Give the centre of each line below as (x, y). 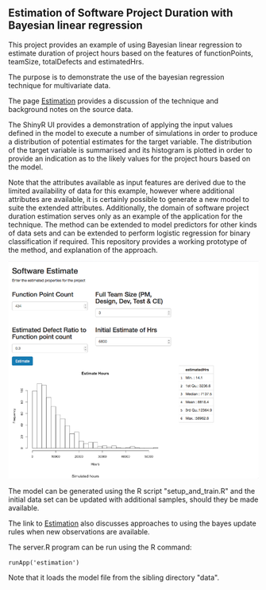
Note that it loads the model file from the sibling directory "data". (114, 578)
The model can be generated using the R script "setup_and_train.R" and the (132, 491)
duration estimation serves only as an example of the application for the (125, 216)
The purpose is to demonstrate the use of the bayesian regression (116, 77)
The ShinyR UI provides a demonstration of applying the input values (121, 124)
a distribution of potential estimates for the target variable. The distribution (130, 142)
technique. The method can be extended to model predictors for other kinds (133, 224)
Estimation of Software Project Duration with (121, 13)
